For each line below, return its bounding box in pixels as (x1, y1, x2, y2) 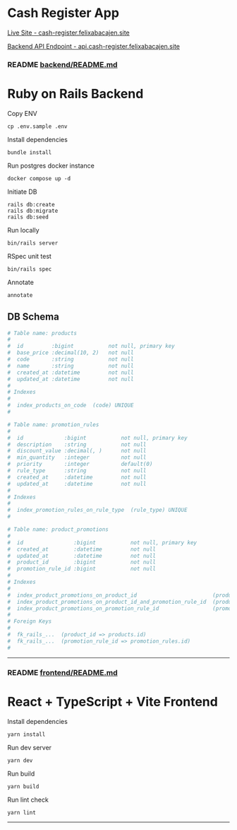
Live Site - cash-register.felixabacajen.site (7, 28, 130, 37)
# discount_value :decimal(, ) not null (7, 448, 147, 455)
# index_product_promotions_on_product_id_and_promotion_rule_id (7, 598, 207, 605)
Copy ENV (7, 109, 37, 117)
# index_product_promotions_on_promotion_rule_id (7, 604, 159, 612)
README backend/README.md (7, 59, 118, 69)
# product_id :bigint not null (7, 559, 157, 566)
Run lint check (7, 795, 49, 804)
